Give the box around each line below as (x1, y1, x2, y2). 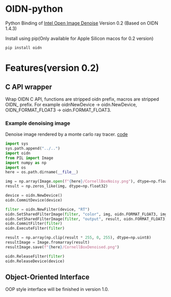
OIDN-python (5, 3, 63, 15)
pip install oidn (5, 45, 42, 50)
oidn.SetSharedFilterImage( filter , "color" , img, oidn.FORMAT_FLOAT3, (5, 212, 158, 217)
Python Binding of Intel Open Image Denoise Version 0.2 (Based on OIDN (5, 20, 159, 26)
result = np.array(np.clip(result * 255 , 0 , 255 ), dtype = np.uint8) (5, 235, 152, 240)
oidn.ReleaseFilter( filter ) (5, 254, 65, 259)
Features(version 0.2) (5, 62, 99, 74)
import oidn (5, 150, 31, 156)
